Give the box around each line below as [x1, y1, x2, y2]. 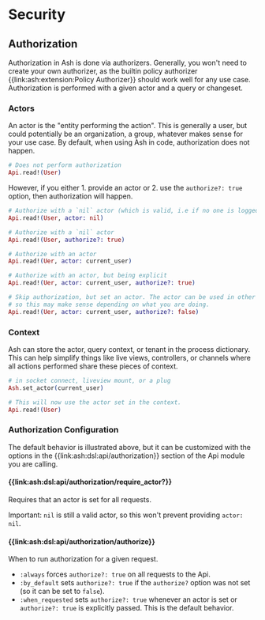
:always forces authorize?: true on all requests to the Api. [19, 569, 211, 579]
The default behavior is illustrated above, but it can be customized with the [8, 442, 251, 452]
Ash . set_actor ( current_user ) [8, 384, 104, 392]
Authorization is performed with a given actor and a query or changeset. [8, 83, 243, 93]
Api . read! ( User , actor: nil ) [8, 214, 104, 222]
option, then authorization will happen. [8, 191, 133, 201]
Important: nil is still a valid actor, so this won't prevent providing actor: [8, 510, 244, 520]
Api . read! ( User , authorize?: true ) [8, 236, 125, 244]
